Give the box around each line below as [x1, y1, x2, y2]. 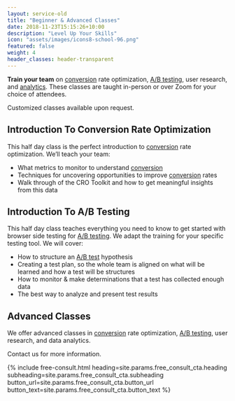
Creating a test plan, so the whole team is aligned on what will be [17, 260, 205, 269]
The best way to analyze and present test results [17, 290, 159, 298]
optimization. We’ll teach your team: [7, 150, 111, 158]
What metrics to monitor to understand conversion [17, 163, 163, 171]
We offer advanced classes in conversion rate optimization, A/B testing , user [7, 329, 228, 337]
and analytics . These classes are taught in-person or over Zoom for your [7, 82, 217, 91]
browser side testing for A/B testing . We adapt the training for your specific [7, 232, 224, 240]
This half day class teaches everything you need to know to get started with [7, 225, 226, 233]
